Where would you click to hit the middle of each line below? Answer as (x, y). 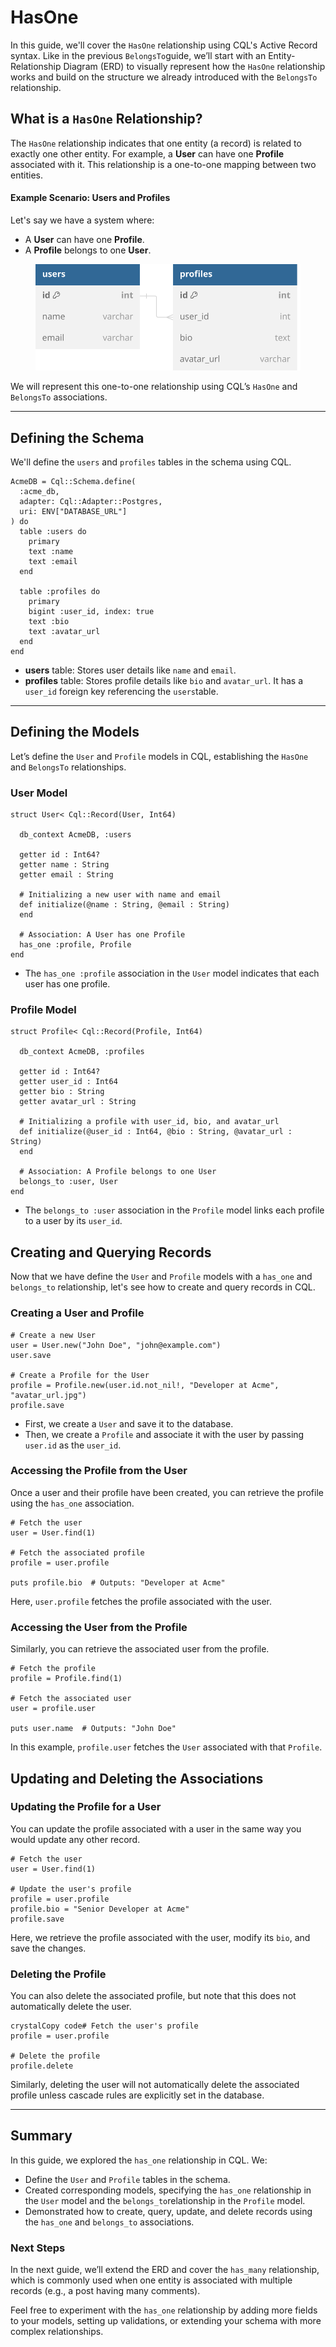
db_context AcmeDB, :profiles (82, 1052)
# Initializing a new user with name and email (120, 895)
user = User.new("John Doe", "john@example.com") (116, 1345)
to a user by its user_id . (73, 1221)
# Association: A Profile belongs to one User (118, 1172)
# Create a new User (53, 1335)
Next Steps (38, 2248)
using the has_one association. (72, 1503)
